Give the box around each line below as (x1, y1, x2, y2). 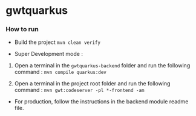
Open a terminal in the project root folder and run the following (14, 80, 171, 87)
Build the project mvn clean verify (14, 38, 101, 46)
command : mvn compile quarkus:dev (14, 69, 106, 76)
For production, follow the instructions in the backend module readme (14, 98, 189, 105)
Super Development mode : (14, 50, 83, 58)
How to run (5, 25, 39, 34)
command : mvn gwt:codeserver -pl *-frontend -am (14, 87, 145, 94)
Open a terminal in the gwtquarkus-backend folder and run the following (14, 62, 191, 69)
